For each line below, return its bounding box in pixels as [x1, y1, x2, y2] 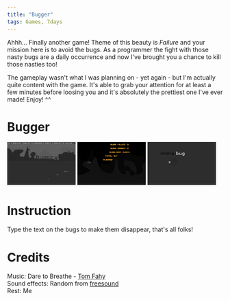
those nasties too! [7, 60, 57, 68]
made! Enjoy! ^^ [7, 95, 51, 103]
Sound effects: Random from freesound [7, 279, 119, 288]
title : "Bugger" [7, 11, 53, 18]
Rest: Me [7, 287, 32, 295]
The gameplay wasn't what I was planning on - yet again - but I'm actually [7, 73, 216, 82]
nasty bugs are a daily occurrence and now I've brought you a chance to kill [7, 52, 221, 61]
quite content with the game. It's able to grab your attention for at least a [7, 80, 212, 89]
